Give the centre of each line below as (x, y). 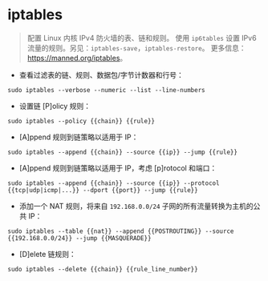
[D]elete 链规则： (48, 254)
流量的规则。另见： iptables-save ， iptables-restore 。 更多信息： (136, 48)
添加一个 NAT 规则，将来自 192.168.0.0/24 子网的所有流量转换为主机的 (136, 206)
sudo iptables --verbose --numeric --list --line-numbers (106, 90)
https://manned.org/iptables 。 (77, 58)
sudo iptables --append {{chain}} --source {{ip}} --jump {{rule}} (123, 152)
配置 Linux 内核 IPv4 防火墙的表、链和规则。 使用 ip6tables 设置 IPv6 (142, 38)
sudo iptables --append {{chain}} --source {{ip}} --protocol (114, 183)
